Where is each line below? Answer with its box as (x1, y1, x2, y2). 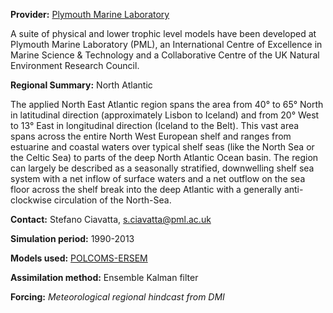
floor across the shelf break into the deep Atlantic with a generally (10, 184, 282, 195)
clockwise (10, 194, 52, 206)
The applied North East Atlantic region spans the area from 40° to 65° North (10, 99, 324, 110)
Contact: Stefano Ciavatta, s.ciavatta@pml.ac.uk (10, 214, 212, 225)
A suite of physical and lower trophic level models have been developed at (10, 28, 317, 39)
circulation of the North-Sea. (53, 194, 172, 206)
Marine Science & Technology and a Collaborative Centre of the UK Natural (10, 49, 320, 61)
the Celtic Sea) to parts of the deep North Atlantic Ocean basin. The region (10, 152, 319, 163)
